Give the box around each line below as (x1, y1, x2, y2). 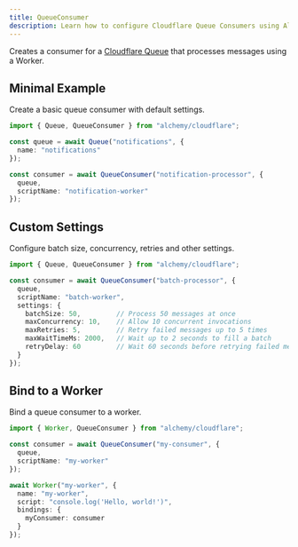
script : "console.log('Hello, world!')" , (17, 497, 173, 506)
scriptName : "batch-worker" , (17, 292, 125, 302)
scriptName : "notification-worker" (17, 186, 149, 195)
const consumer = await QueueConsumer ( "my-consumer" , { (9, 440, 220, 449)
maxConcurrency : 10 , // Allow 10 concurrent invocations (25, 317, 252, 327)
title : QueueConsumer (9, 12, 90, 22)
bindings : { (17, 505, 62, 515)
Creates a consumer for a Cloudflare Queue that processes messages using (9, 45, 286, 56)
